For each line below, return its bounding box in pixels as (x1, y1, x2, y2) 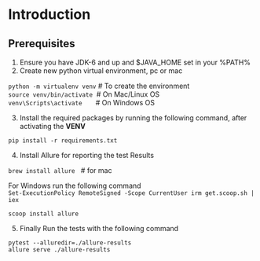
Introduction (8, 6, 91, 24)
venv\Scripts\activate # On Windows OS (8, 98, 156, 107)
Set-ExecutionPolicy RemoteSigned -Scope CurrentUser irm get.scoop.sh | (8, 189, 255, 197)
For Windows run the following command (8, 181, 141, 190)
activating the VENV (19, 122, 86, 130)
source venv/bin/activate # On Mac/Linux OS (8, 90, 160, 99)
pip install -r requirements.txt (8, 137, 118, 145)
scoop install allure (8, 210, 79, 218)
